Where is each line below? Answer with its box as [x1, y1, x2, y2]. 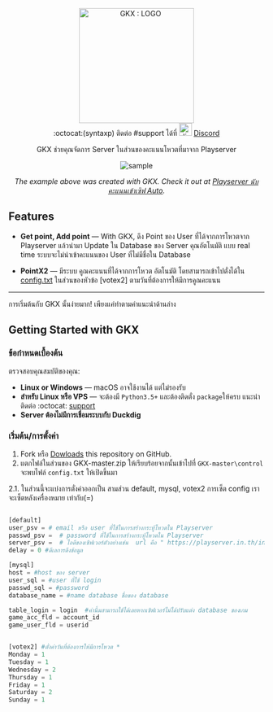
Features [8, 210, 54, 224]
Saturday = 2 [8, 688, 53, 697]
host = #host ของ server [8, 569, 90, 577]
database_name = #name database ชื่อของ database [8, 591, 169, 600]
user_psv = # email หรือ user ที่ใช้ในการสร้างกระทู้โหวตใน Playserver [8, 523, 214, 532]
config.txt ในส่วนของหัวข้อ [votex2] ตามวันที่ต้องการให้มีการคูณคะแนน [19, 275, 221, 285]
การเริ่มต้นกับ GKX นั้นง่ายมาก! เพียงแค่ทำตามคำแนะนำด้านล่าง [8, 299, 176, 308]
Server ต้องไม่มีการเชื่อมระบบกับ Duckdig [19, 409, 141, 419]
